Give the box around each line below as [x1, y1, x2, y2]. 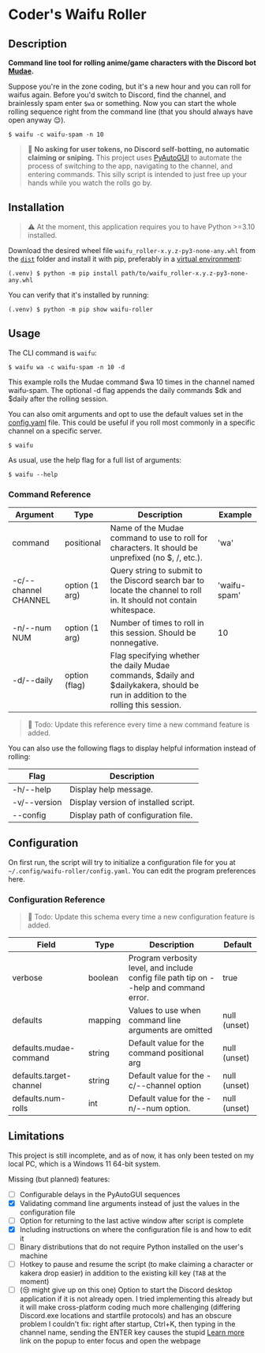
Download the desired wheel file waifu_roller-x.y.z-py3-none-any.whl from [8, 245, 256, 255]
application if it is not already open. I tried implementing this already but [19, 1294, 253, 1304]
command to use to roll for [110, 532, 208, 543]
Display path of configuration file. [69, 809, 193, 820]
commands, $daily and [110, 670, 195, 681]
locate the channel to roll [110, 584, 202, 595]
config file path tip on [129, 973, 207, 984]
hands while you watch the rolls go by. [27, 178, 152, 187]
